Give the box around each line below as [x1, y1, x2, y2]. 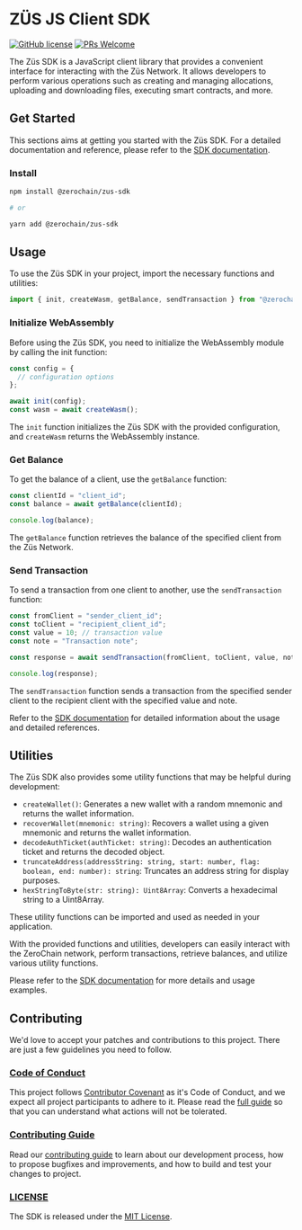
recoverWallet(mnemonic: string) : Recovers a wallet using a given [22, 818, 270, 829]
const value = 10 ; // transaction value [9, 628, 164, 637]
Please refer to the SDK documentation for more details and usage [9, 976, 255, 986]
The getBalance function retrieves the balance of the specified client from [9, 531, 281, 543]
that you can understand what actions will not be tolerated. [9, 1106, 227, 1117]
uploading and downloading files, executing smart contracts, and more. [9, 85, 274, 95]
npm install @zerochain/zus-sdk [9, 187, 130, 197]
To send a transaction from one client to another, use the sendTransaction [9, 584, 282, 595]
